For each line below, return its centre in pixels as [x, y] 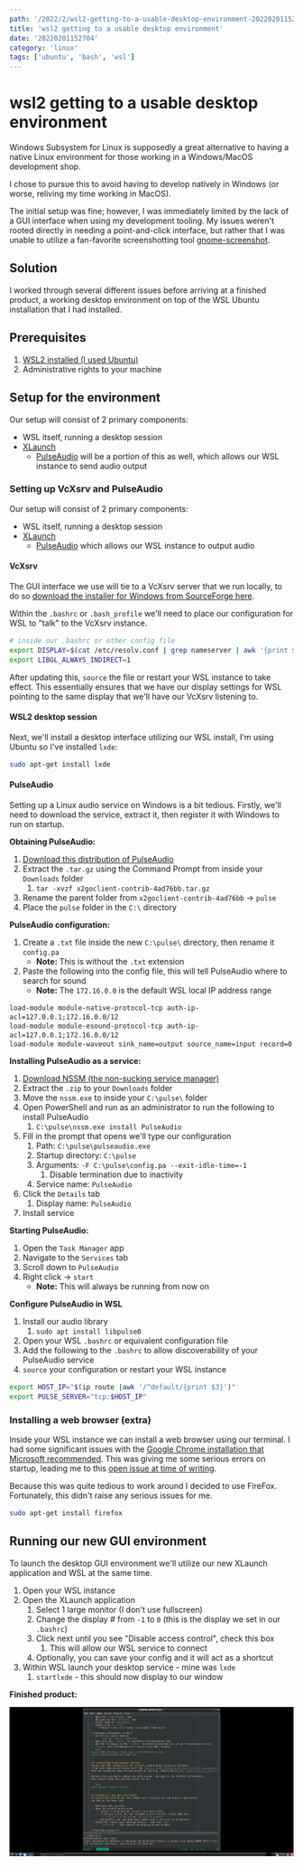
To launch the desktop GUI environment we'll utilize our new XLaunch [138, 1563]
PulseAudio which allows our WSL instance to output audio [145, 545]
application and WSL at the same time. [81, 1572]
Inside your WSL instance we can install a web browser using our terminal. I [150, 1439]
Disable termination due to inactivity [116, 1174]
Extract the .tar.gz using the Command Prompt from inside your [142, 869]
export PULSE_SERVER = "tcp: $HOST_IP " [78, 1397]
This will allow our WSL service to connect [128, 1648]
